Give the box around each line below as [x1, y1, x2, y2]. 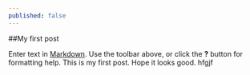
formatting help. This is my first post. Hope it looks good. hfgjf [8, 57, 214, 67]
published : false [8, 11, 67, 20]
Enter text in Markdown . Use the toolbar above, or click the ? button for [8, 49, 243, 58]
